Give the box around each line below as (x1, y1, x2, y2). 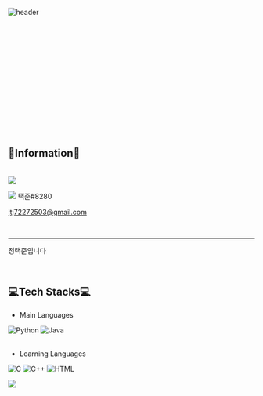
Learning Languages (19, 349, 86, 358)
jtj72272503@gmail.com (8, 207, 88, 216)
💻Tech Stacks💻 (8, 285, 92, 299)
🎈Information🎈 (8, 147, 81, 160)
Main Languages (19, 310, 74, 319)
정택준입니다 (8, 245, 47, 255)
